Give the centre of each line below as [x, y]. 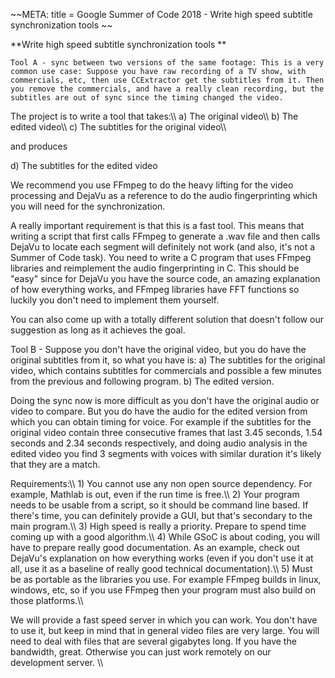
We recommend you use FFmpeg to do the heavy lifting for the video [152, 185]
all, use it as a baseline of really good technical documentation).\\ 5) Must [161, 568]
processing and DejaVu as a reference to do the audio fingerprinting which [164, 195]
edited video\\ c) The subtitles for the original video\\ [118, 127]
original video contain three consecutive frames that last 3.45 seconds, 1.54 [166, 432]
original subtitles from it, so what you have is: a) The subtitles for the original [168, 360]
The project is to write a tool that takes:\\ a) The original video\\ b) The [154, 116]
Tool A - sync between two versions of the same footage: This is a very [167, 63]
